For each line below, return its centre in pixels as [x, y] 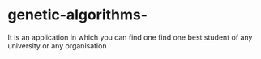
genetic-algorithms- [77, 15]
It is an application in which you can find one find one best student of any [130, 37]
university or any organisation [57, 45]
